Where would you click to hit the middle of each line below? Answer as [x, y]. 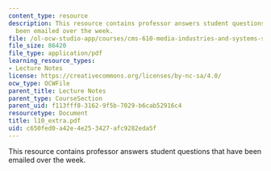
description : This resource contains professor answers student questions [137, 23]
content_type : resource [48, 16]
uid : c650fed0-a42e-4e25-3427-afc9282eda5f [83, 128]
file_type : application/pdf [56, 53]
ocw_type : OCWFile [39, 83]
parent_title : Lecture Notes [57, 91]
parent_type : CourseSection [56, 98]
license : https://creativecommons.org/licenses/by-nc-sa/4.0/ [115, 76]
